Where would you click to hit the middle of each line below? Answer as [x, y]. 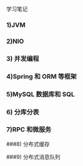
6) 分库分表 [23, 112]
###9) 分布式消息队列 [33, 157]
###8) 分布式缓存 [28, 144]
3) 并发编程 [23, 58]
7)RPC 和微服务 [29, 130]
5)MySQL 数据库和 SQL [41, 94]
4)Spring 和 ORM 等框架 [41, 76]
